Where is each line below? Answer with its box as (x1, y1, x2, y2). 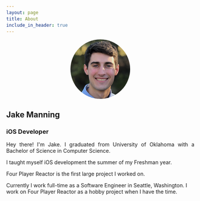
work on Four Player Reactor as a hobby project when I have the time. (6, 188, 178, 196)
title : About (6, 15, 39, 22)
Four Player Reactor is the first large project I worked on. (6, 170, 145, 178)
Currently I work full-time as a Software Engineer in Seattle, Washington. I (6, 182, 187, 189)
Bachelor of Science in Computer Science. (6, 147, 111, 155)
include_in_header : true (6, 22, 68, 28)
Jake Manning (6, 109, 60, 120)
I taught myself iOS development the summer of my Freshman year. (6, 159, 172, 166)
